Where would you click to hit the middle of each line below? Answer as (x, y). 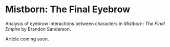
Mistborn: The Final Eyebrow (68, 9)
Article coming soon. (27, 39)
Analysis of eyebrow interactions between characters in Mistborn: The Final (85, 24)
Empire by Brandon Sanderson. (38, 29)
